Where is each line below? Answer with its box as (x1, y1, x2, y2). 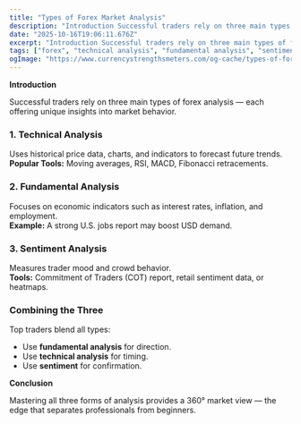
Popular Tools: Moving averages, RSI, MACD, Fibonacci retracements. (9, 158, 269, 169)
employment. (9, 210, 58, 221)
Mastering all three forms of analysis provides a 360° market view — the (9, 395, 277, 406)
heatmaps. (9, 281, 49, 292)
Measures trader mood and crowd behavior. (9, 262, 172, 273)
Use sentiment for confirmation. (21, 360, 142, 371)
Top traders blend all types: (9, 324, 111, 335)
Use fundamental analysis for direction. (21, 342, 172, 352)
